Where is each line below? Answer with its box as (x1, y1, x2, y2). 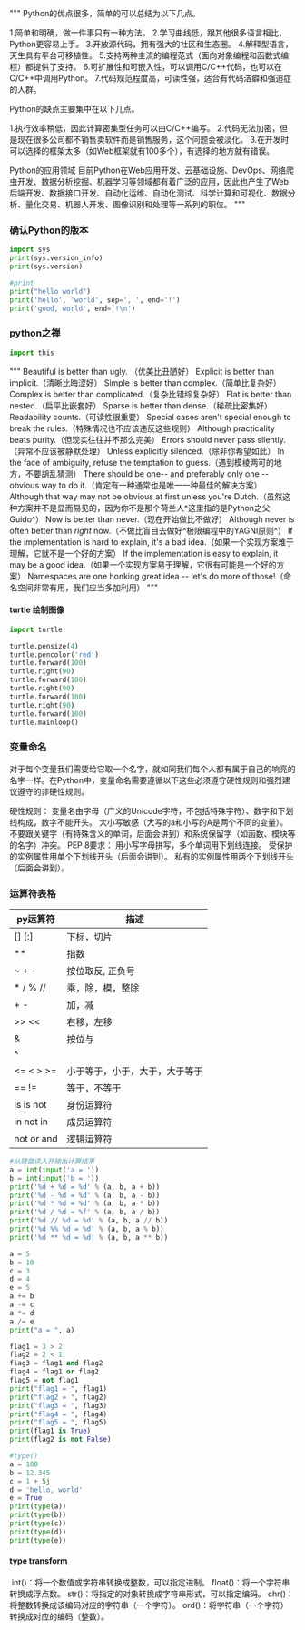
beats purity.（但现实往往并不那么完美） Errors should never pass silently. (9, 434, 286, 445)
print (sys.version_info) (9, 254, 103, 263)
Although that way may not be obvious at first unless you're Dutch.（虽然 (9, 490, 283, 502)
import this (9, 348, 54, 357)
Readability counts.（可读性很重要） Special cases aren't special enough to (9, 411, 292, 422)
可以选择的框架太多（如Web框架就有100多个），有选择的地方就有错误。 (9, 146, 275, 156)
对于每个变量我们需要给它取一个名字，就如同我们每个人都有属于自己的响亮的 (9, 763, 296, 774)
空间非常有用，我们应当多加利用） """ (16, 581, 159, 593)
